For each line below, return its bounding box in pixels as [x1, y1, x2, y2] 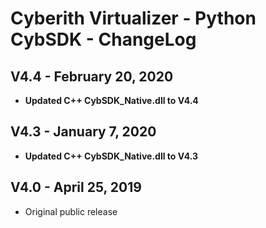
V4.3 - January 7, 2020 [10, 123, 157, 141]
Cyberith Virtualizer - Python [10, 7, 257, 30]
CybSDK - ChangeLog [10, 28, 197, 51]
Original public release [24, 205, 118, 217]
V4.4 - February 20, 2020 [10, 68, 174, 85]
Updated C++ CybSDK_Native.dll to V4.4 [24, 95, 199, 106]
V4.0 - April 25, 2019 [10, 179, 142, 196]
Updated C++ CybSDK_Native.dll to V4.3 [24, 150, 199, 162]
